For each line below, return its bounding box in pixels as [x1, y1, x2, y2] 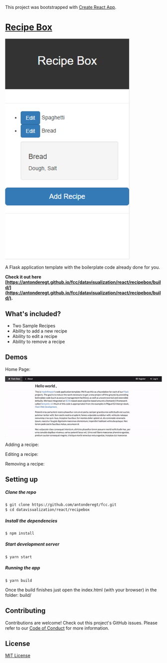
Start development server [5, 541, 60, 547]
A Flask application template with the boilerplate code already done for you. [5, 264, 161, 270]
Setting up [5, 475, 38, 483]
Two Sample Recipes [12, 323, 56, 329]
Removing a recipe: [5, 460, 45, 467]
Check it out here [5, 274, 41, 280]
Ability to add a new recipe [12, 328, 68, 334]
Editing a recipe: [5, 451, 39, 457]
